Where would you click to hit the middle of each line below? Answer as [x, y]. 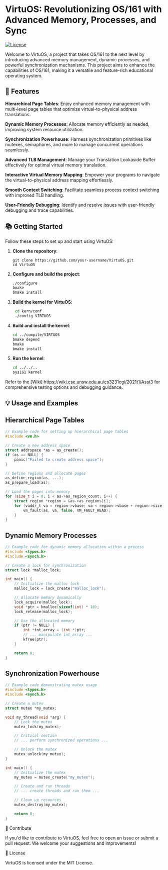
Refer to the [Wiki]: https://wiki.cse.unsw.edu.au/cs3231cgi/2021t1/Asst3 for [83, 382]
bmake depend [26, 339]
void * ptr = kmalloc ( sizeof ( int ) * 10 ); [57, 607]
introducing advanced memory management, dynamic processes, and [77, 59]
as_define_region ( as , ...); [34, 478]
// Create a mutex [24, 704]
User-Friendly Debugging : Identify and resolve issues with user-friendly [80, 205]
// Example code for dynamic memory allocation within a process [74, 547]
